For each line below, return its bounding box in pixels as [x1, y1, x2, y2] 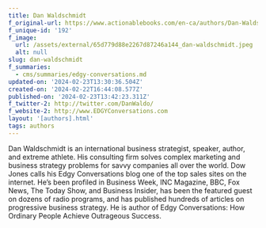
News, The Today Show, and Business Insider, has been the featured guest [8, 185, 253, 195]
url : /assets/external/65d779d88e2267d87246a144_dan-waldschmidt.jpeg [15, 41, 253, 49]
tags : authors [8, 122, 55, 130]
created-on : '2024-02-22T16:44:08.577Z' [8, 85, 144, 93]
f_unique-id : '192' [8, 26, 73, 34]
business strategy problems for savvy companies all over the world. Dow [8, 160, 246, 170]
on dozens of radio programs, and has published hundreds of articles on [8, 194, 245, 203]
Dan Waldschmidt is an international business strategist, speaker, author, [8, 143, 245, 153]
